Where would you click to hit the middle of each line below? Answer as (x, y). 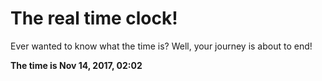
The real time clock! (94, 18)
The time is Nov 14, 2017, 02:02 (76, 65)
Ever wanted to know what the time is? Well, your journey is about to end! (161, 46)
